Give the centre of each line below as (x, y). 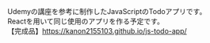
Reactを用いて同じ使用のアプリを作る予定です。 (86, 21)
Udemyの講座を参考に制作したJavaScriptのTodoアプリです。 (107, 11)
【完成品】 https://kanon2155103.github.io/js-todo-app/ (97, 31)
